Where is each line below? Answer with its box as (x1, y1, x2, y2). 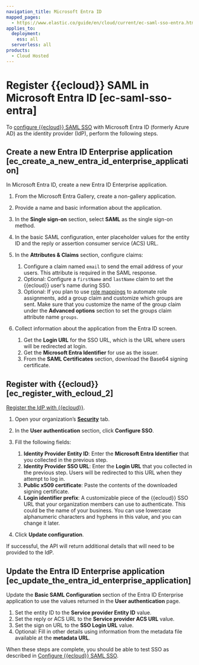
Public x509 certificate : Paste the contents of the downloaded (23, 482, 178, 489)
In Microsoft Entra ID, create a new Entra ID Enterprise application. (6, 181, 168, 188)
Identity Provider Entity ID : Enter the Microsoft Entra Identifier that (23, 450, 190, 458)
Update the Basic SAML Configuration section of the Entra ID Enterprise (6, 591, 184, 598)
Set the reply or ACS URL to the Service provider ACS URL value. (14, 616, 175, 622)
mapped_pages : (6, 14, 41, 20)
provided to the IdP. (6, 549, 54, 556)
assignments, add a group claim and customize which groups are (23, 295, 183, 302)
